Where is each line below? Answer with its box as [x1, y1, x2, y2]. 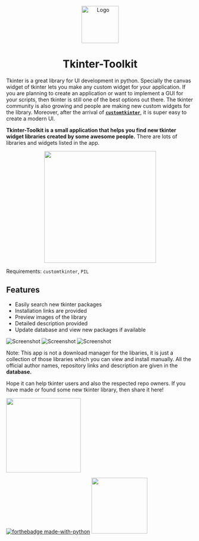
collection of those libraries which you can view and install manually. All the [6, 355, 192, 362]
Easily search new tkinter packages [14, 300, 102, 308]
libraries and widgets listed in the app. [6, 139, 100, 146]
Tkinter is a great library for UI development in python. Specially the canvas [6, 77, 192, 84]
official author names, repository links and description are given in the [6, 362, 178, 369]
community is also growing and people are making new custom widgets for [6, 102, 191, 109]
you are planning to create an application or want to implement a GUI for [6, 89, 184, 97]
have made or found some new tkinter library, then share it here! [6, 386, 164, 393]
